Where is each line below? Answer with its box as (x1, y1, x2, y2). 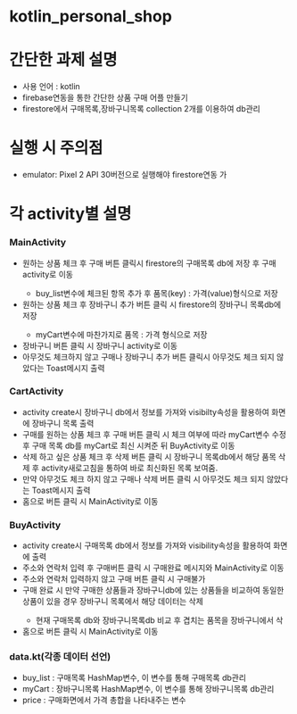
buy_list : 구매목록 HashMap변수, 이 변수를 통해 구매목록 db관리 (21, 672, 247, 684)
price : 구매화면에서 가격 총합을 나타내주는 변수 (21, 694, 186, 706)
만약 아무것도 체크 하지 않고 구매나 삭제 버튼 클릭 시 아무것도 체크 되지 (21, 473, 265, 484)
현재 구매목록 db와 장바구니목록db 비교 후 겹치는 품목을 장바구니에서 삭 (35, 615, 284, 626)
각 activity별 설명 (9, 203, 132, 224)
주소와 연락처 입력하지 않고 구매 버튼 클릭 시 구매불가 (21, 574, 206, 585)
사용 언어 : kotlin (21, 81, 80, 92)
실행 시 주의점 (9, 138, 103, 158)
